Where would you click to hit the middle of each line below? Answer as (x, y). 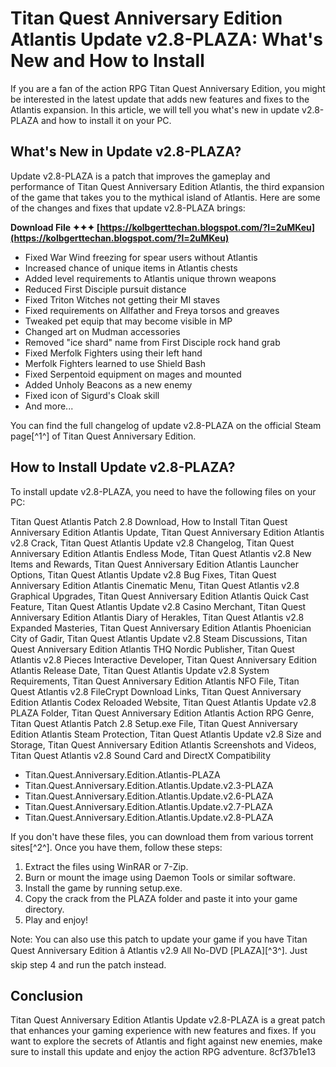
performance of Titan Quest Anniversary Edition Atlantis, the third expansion (167, 186)
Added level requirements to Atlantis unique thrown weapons (150, 278)
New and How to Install (107, 61)
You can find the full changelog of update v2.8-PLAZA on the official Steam (166, 425)
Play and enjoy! (56, 919)
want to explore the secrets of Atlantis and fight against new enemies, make (166, 1041)
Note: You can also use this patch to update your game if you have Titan (159, 939)
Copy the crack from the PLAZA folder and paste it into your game (161, 898)
